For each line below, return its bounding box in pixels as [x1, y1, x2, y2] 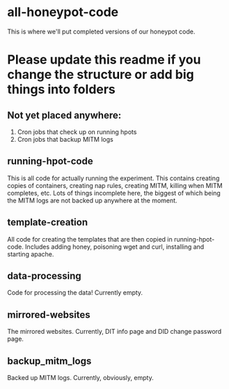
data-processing [7, 270, 81, 281]
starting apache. [7, 249, 54, 258]
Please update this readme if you [7, 52, 201, 68]
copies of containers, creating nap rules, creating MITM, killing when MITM [7, 181, 223, 189]
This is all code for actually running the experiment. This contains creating [7, 174, 220, 182]
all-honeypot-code [7, 4, 119, 20]
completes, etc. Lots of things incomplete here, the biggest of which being [7, 189, 221, 197]
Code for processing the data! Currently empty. [7, 288, 143, 297]
